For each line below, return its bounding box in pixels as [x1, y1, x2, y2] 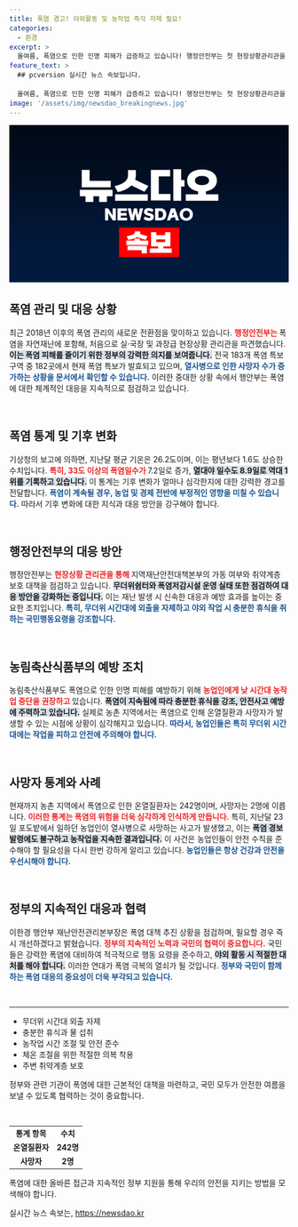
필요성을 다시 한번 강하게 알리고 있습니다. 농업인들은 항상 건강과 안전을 [42, 845, 286, 855]
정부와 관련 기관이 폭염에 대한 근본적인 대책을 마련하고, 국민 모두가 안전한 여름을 [9, 1079, 286, 1089]
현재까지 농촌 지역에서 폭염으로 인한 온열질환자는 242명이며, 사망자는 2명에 [9, 800, 271, 811]
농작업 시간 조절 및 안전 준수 [21, 1038, 120, 1048]
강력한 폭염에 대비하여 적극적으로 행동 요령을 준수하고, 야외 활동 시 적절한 [25, 949, 278, 959]
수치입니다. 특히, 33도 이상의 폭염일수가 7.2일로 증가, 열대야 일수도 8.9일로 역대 [9, 465, 283, 476]
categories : [9, 23, 53, 33]
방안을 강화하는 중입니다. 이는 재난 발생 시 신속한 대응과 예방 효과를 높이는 [18, 591, 273, 602]
